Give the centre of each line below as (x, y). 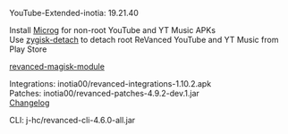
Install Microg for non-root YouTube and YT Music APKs (113, 30)
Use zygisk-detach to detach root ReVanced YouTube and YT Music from (144, 40)
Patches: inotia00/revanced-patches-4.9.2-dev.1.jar (104, 93)
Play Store (28, 49)
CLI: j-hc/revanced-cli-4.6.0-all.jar (72, 120)
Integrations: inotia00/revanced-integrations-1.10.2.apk (110, 84)
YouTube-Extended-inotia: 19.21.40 (74, 13)
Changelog (30, 103)
